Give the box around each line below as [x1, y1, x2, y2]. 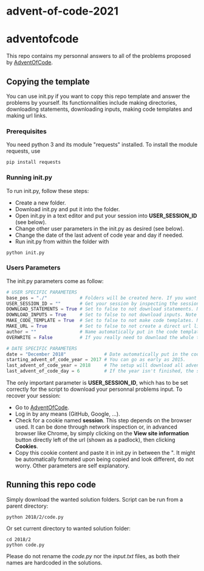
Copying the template [6, 76, 90, 86]
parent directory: [6, 502, 49, 510]
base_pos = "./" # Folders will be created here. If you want [6, 295, 197, 301]
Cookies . [15, 443, 38, 450]
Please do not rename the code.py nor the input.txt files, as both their [6, 552, 180, 559]
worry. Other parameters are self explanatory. [15, 462, 129, 469]
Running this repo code [6, 480, 96, 490]
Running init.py [6, 173, 53, 182]
